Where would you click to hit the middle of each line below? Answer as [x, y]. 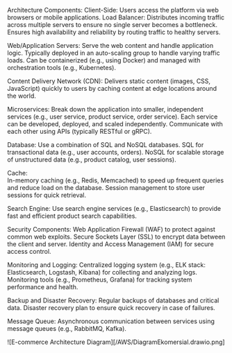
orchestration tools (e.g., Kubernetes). [62, 68]
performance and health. [43, 287]
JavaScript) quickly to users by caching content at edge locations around [112, 88]
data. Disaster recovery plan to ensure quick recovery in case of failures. [111, 308]
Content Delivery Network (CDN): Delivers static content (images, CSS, [109, 81]
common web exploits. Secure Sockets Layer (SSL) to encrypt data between [116, 236]
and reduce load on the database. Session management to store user [106, 188]
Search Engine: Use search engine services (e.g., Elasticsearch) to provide [114, 208]
